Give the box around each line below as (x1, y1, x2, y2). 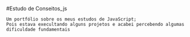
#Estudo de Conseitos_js (6, 5, 67, 12)
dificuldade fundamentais (6, 26, 70, 32)
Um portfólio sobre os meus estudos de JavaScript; (6, 16, 137, 22)
